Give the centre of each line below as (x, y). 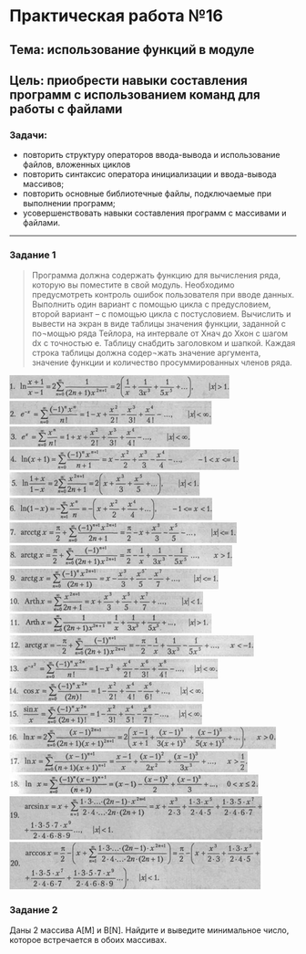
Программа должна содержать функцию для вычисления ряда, (156, 275)
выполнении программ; (69, 204)
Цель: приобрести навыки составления (128, 80)
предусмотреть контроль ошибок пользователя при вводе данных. (163, 294)
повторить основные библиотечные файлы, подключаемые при (147, 194)
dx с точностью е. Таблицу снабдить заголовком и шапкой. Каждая (163, 342)
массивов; (43, 184)
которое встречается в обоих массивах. (88, 939)
